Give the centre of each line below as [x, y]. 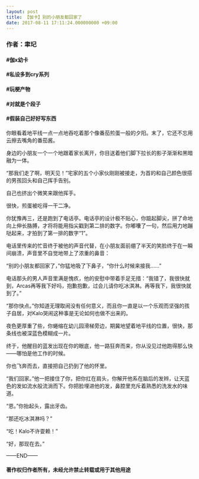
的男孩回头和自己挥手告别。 [40, 180]
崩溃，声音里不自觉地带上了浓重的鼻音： [60, 253]
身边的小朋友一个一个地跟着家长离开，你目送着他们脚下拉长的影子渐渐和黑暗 [99, 153]
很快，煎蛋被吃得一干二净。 [40, 205]
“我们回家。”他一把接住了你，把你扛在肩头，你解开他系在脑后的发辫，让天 [95, 378]
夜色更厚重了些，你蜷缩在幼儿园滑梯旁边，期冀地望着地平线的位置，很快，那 [99, 326]
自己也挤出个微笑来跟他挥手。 [42, 193]
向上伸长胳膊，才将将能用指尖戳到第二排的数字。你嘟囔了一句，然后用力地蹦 [99, 226]
